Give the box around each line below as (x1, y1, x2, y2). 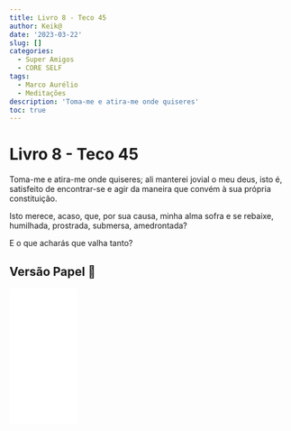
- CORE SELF (17, 64, 63, 73)
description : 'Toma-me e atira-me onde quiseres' (9, 96, 200, 106)
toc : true (9, 105, 47, 115)
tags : (9, 72, 30, 81)
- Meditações (17, 88, 67, 97)
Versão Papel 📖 (9, 263, 96, 280)
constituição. (9, 193, 58, 204)
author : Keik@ (9, 22, 63, 31)
